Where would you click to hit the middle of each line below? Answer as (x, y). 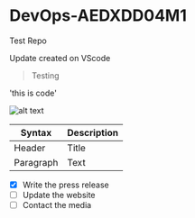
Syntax (36, 132)
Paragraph (36, 162)
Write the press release (66, 185)
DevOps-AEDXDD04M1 (98, 16)
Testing (46, 75)
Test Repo (28, 41)
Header (30, 148)
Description (93, 132)
